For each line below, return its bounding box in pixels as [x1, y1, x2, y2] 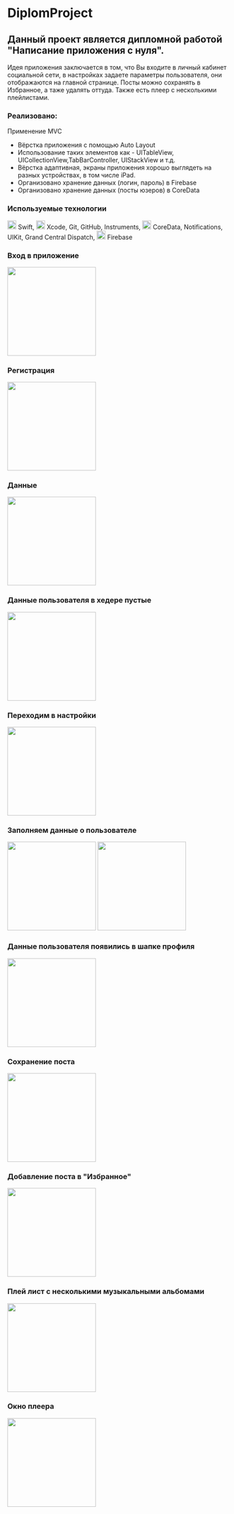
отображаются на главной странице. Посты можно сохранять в [7, 78, 201, 87]
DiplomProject [7, 5, 93, 21]
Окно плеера [7, 1401, 54, 1411]
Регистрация [7, 365, 55, 375]
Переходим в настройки [7, 710, 97, 720]
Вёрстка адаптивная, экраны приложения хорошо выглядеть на [17, 163, 212, 172]
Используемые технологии [7, 204, 107, 214]
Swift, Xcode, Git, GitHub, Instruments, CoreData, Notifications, [17, 222, 223, 231]
